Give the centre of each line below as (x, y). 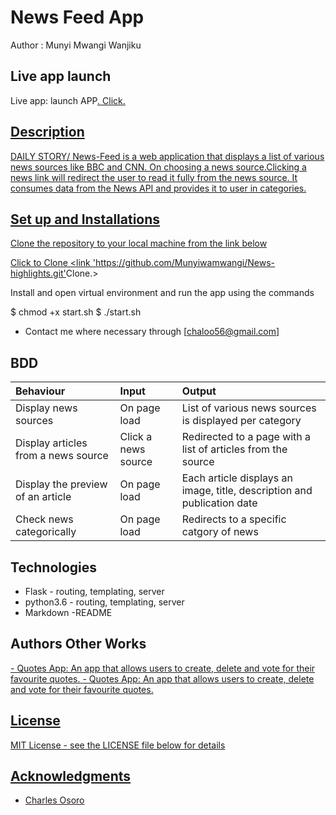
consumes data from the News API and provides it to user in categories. (158, 188)
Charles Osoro (54, 800)
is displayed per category (241, 421)
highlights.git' (38, 273)
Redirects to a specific (234, 519)
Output (199, 391)
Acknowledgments (71, 776)
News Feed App (77, 17)
